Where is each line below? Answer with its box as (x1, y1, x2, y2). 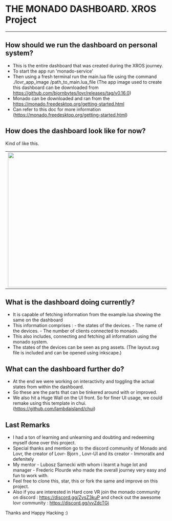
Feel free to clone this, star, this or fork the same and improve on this (12, 478, 158, 484)
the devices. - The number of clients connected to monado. (12, 328, 139, 334)
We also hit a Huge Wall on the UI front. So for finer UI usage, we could (12, 394, 163, 401)
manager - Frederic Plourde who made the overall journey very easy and (12, 467, 166, 473)
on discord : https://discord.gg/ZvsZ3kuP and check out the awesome (12, 494, 161, 500)
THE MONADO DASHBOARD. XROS (5, 3, 157, 15)
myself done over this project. (12, 440, 76, 445)
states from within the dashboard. (12, 384, 84, 390)
